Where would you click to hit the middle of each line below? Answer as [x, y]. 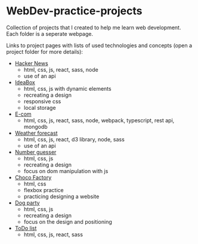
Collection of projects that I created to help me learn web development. [94, 27]
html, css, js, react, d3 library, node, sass [74, 139]
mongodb [35, 126]
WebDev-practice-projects [74, 11]
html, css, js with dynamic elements [67, 88]
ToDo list [26, 228]
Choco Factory [33, 177]
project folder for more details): [45, 51]
